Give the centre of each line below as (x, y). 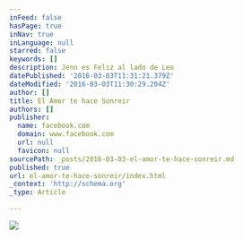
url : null (35, 142)
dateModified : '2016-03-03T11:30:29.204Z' (90, 84)
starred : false (38, 51)
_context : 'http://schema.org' (68, 184)
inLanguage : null (42, 43)
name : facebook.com (54, 126)
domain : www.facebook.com (66, 134)
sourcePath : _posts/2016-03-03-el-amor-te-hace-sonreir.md (122, 159)
